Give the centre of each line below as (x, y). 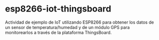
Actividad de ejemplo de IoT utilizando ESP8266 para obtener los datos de (79, 22)
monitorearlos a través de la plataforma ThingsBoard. (58, 32)
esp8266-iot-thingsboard (58, 9)
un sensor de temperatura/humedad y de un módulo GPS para (67, 27)
